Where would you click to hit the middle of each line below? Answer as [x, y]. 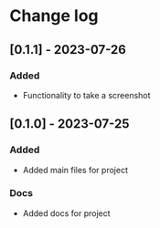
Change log [54, 16]
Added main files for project [75, 170]
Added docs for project [67, 213]
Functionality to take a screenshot [86, 95]
